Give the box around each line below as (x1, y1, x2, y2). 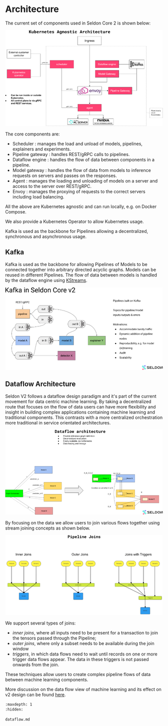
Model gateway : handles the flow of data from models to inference (12, 167, 151, 173)
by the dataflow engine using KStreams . (5, 277, 87, 283)
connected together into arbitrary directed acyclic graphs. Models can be (5, 266, 156, 272)
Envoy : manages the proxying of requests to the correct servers (12, 188, 146, 194)
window (12, 646, 29, 652)
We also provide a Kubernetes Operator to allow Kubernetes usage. (5, 218, 144, 224)
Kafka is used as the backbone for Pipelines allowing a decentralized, (5, 228, 148, 234)
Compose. (5, 208, 26, 214)
